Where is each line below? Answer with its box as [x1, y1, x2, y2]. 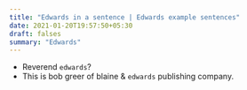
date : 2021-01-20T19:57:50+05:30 [9, 21, 133, 30]
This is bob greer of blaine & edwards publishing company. [21, 71, 234, 82]
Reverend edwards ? [21, 62, 92, 72]
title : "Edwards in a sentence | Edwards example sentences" [9, 12, 241, 22]
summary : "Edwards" [9, 37, 82, 47]
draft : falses [9, 29, 62, 38]
